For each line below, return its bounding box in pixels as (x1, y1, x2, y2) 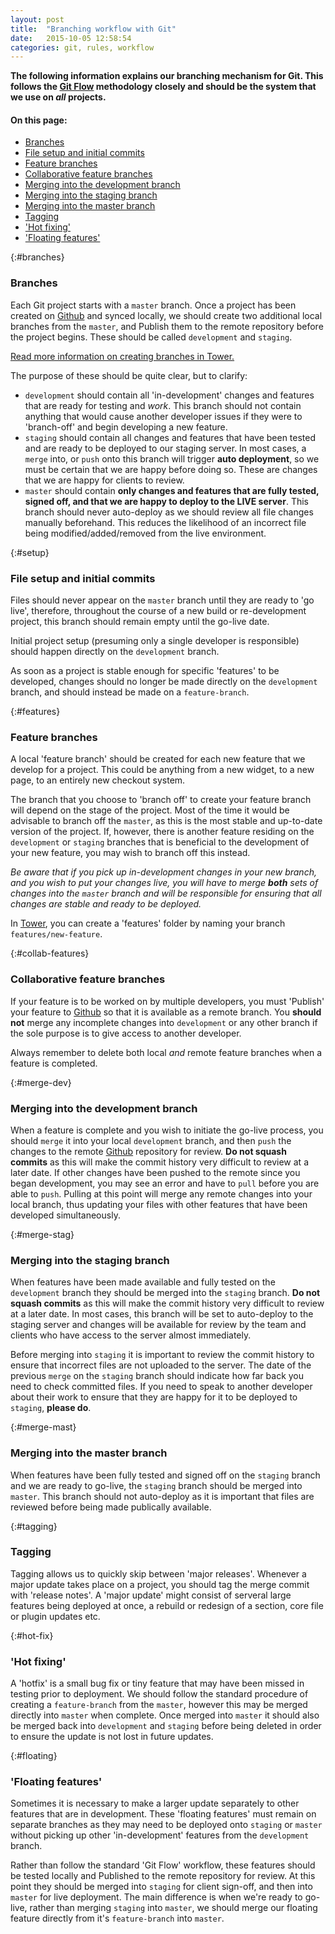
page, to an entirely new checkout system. (10, 774, 186, 786)
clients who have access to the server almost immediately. (10, 1329, 252, 1341)
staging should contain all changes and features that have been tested (24, 431, 317, 443)
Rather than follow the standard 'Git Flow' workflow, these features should (10, 1859, 316, 1871)
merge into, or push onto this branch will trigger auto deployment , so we (24, 452, 320, 465)
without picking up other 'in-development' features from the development (10, 1829, 310, 1841)
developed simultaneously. (10, 1209, 121, 1221)
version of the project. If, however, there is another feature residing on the (10, 826, 315, 838)
